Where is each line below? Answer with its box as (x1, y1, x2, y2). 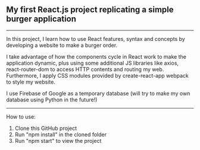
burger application (6, 14, 76, 24)
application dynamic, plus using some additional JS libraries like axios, (6, 59, 179, 66)
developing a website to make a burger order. (6, 42, 118, 49)
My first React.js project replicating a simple (6, 5, 174, 15)
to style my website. (6, 78, 55, 85)
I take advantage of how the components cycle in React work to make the (6, 53, 186, 60)
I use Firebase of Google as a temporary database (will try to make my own (6, 90, 190, 97)
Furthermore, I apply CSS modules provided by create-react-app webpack (6, 72, 189, 79)
